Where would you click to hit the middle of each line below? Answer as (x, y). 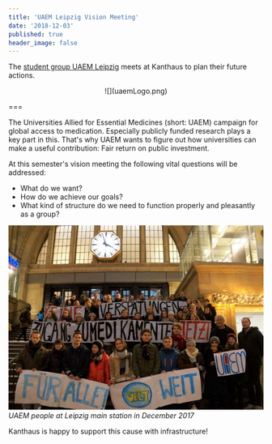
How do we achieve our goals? (71, 197)
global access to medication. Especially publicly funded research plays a (130, 131)
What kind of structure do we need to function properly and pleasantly (138, 206)
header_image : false (43, 43)
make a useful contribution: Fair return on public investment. (109, 148)
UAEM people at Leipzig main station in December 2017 (101, 416)
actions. (21, 75)
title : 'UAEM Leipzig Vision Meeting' (74, 17)
